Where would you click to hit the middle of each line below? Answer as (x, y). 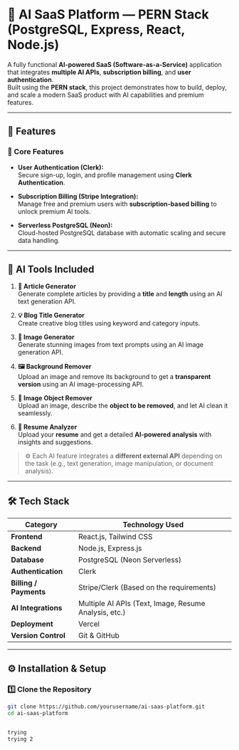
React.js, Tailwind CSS (115, 537)
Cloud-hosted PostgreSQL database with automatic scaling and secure (122, 233)
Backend (26, 548)
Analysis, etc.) (102, 613)
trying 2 (20, 739)
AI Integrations (37, 608)
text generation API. (47, 301)
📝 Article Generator (47, 286)
